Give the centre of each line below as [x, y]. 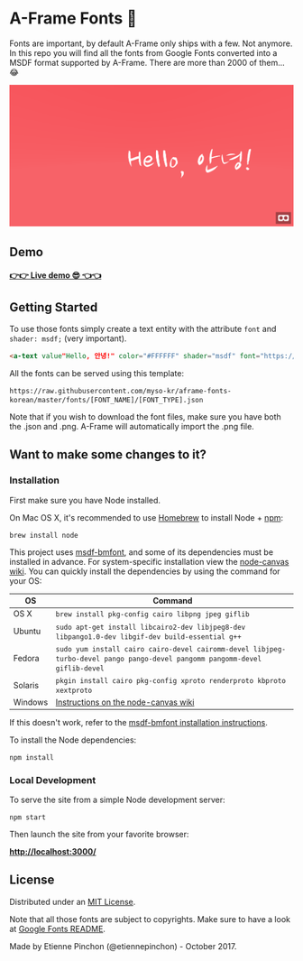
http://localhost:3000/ [53, 852]
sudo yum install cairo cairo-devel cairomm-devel [152, 649]
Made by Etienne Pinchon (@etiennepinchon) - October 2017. [123, 946]
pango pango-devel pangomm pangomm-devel [183, 659]
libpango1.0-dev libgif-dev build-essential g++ [148, 637]
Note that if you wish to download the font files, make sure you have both [145, 416]
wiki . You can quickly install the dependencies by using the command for [145, 571]
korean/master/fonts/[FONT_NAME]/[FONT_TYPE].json [106, 400]
